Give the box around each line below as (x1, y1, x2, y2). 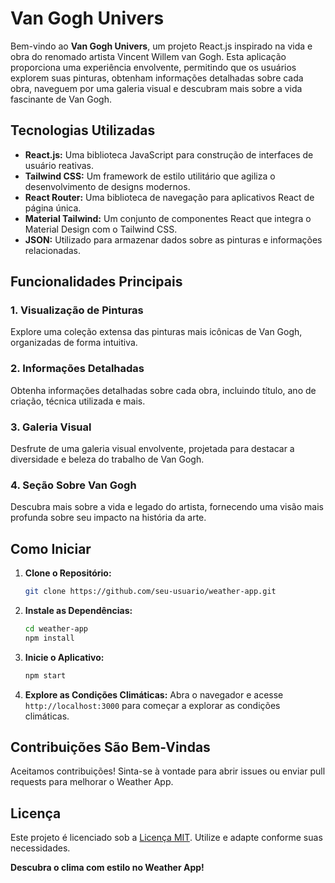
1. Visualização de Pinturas (10, 303, 144, 317)
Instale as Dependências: (24, 605, 133, 617)
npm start (24, 670, 67, 681)
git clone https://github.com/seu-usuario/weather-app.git (24, 587, 277, 597)
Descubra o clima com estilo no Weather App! (10, 862, 205, 874)
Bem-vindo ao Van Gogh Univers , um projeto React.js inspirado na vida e (10, 40, 313, 52)
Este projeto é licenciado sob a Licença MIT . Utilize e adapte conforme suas (10, 832, 323, 844)
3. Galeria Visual (10, 420, 92, 434)
